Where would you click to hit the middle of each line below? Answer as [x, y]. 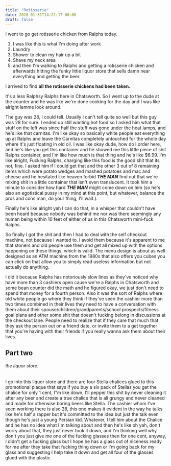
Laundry [21, 50]
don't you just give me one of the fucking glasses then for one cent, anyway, [86, 436]
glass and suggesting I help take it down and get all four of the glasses [80, 452]
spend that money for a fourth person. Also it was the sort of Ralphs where [84, 293]
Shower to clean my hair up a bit [47, 55]
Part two [19, 353]
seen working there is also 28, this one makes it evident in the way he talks [84, 409]
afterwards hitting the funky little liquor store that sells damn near [81, 71]
